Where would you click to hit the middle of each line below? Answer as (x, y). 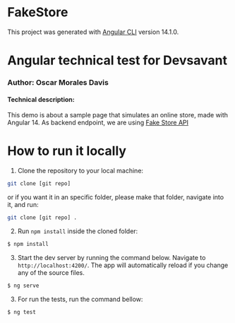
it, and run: (23, 205)
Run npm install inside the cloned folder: (78, 231)
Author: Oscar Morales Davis (58, 83)
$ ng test (22, 312)
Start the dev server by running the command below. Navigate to (112, 257)
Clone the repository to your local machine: (80, 171)
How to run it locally (67, 151)
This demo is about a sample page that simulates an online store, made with (117, 115)
